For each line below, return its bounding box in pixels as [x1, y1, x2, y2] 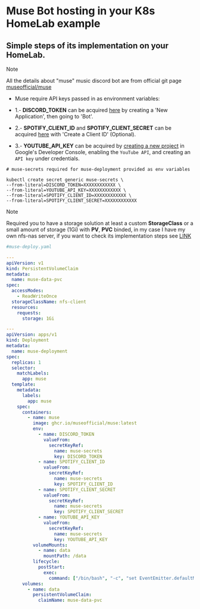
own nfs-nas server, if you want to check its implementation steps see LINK [6, 232, 192, 239]
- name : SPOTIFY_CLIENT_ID [37, 459, 105, 465]
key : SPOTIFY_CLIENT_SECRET [54, 509, 124, 515]
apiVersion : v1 [6, 260, 44, 266]
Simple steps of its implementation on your [6, 40, 168, 51]
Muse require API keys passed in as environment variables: [14, 95, 160, 102]
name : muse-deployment [11, 348, 68, 354]
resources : [11, 304, 39, 310]
